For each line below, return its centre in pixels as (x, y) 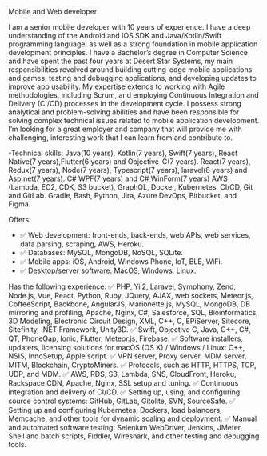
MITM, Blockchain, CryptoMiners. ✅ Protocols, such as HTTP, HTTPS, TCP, (132, 365)
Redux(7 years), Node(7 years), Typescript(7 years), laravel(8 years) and (128, 170)
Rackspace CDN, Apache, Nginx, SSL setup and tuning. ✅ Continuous (124, 383)
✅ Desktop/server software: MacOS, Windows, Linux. (108, 270)
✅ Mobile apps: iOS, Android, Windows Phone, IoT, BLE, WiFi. (121, 262)
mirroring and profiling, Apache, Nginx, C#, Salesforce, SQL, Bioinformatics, (133, 312)
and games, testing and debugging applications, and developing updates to (133, 78)
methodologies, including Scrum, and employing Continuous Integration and (134, 95)
